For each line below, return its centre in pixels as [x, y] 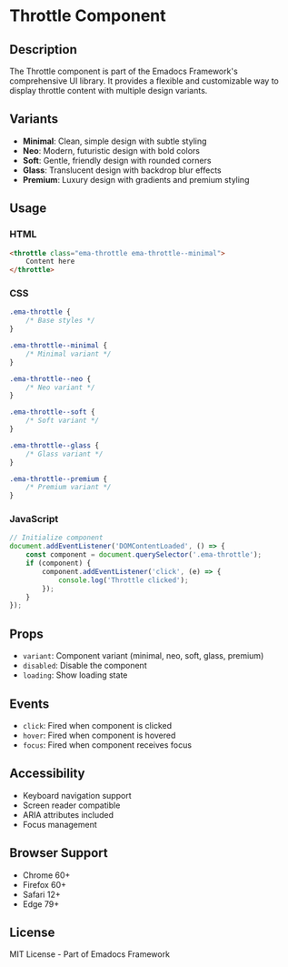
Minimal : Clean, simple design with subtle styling [114, 141]
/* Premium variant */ [69, 488]
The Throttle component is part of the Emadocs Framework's [124, 71]
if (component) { [59, 564]
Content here [50, 262]
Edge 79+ [41, 904]
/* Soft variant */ [63, 421]
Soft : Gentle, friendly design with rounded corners [117, 160]
